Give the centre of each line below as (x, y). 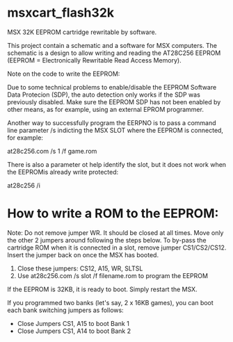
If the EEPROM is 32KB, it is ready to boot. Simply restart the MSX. (102, 289)
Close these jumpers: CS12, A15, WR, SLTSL (80, 268)
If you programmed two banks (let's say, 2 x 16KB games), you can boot (110, 302)
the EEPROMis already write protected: (63, 172)
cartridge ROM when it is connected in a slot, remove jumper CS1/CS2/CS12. (117, 247)
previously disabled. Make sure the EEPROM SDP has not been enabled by (114, 101)
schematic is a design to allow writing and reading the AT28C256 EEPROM (114, 53)
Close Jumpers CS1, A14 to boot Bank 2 (74, 331)
